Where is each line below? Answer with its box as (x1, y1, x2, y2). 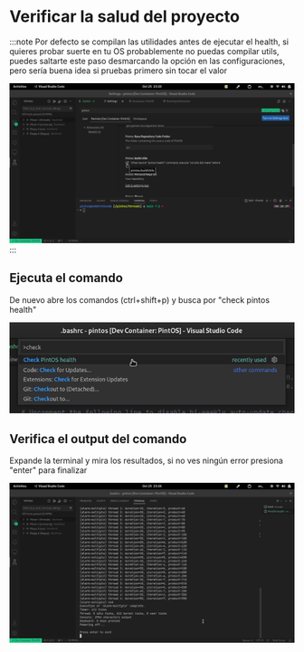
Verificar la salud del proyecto (9, 6, 240, 27)
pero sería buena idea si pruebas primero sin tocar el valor (9, 65, 228, 76)
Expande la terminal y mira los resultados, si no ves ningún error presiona (9, 455, 283, 467)
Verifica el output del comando (9, 431, 187, 447)
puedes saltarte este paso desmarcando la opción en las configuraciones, (9, 55, 286, 66)
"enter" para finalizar (9, 465, 88, 476)
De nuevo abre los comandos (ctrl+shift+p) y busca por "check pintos (9, 294, 270, 305)
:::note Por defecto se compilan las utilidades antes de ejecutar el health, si (9, 36, 290, 47)
